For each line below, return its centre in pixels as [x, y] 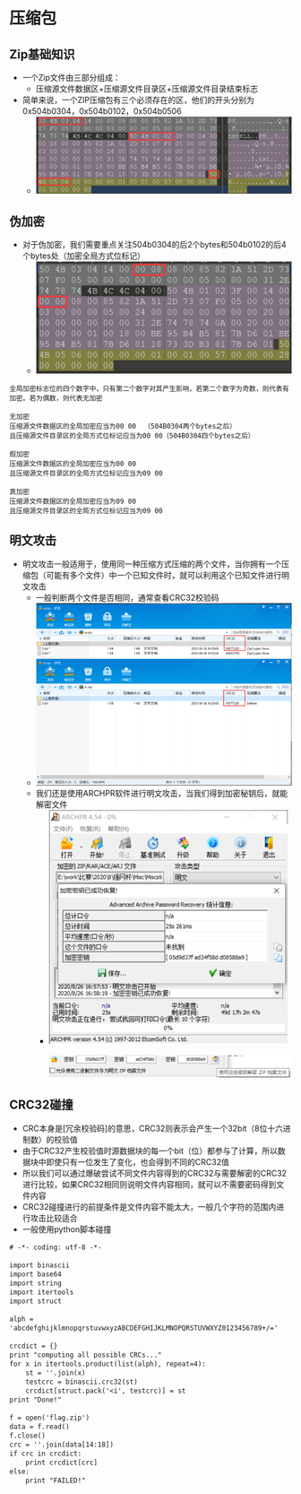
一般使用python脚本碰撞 [67, 1229]
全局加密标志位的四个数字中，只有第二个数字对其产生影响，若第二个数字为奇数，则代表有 [149, 388]
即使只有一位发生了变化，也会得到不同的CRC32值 [138, 1161]
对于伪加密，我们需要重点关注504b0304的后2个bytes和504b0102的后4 [154, 245]
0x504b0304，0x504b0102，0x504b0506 [102, 111]
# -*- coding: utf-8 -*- [56, 1247]
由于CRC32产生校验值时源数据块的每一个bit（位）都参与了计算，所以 [150, 1151]
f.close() [28, 1436]
